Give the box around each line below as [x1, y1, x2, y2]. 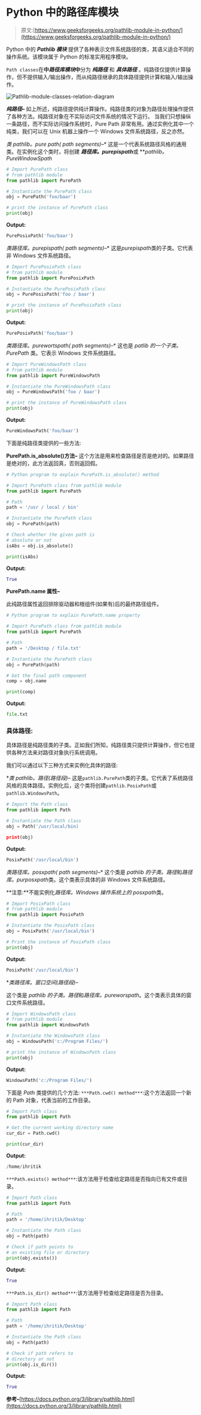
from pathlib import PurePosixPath [6, 275, 95, 281]
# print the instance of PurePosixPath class [6, 302, 121, 308]
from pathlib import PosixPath [6, 912, 84, 918]
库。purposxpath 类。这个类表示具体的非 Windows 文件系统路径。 [6, 876, 169, 883]
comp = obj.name [6, 678, 47, 684]
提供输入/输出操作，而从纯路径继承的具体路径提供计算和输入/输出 [26, 73, 188, 80]
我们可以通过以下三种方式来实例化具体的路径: [6, 762, 118, 769]
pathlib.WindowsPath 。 [6, 790, 63, 797]
